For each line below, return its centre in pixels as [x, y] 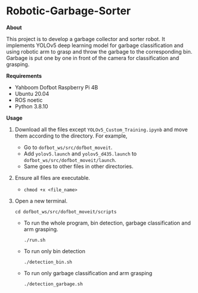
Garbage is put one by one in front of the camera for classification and [93, 58]
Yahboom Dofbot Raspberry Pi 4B [56, 87]
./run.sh [35, 240]
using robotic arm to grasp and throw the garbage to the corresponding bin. [99, 51]
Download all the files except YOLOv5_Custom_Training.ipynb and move [101, 129]
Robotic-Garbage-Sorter [69, 11]
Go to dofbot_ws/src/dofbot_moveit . [68, 147]
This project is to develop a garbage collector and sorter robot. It [86, 39]
